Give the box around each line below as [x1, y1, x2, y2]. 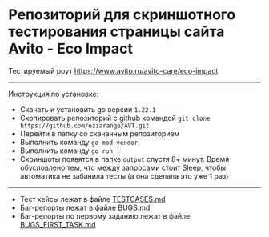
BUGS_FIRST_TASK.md [19, 219, 96, 229]
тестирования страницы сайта [8, 22, 225, 41]
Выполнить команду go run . [19, 146, 120, 155]
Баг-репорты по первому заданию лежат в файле [19, 211, 191, 221]
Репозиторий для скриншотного [8, 6, 236, 24]
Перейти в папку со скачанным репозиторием [19, 128, 180, 138]
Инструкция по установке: [8, 89, 99, 98]
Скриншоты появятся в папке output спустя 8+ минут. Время [19, 154, 230, 163]
